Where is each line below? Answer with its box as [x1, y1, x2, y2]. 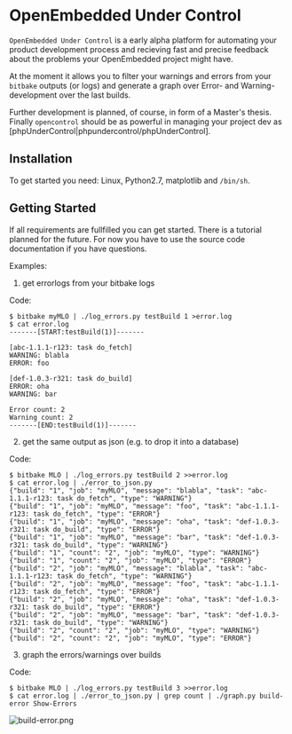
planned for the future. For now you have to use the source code [9, 233, 246, 244]
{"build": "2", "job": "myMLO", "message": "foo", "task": [9, 579, 233, 588]
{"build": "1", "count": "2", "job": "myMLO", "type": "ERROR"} [9, 556, 252, 564]
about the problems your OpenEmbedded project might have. [9, 53, 233, 64]
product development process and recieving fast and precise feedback [9, 43, 269, 54]
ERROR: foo [9, 359, 50, 367]
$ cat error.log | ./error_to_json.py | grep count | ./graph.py [9, 691, 256, 700]
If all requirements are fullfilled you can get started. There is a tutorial [9, 224, 262, 235]
